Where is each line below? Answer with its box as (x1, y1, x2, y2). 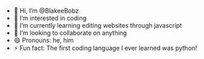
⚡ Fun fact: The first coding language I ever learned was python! (13, 44, 197, 52)
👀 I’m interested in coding (13, 14, 87, 22)
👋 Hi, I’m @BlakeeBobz (13, 7, 80, 15)
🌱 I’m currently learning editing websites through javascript (13, 22, 182, 29)
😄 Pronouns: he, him (13, 36, 74, 44)
